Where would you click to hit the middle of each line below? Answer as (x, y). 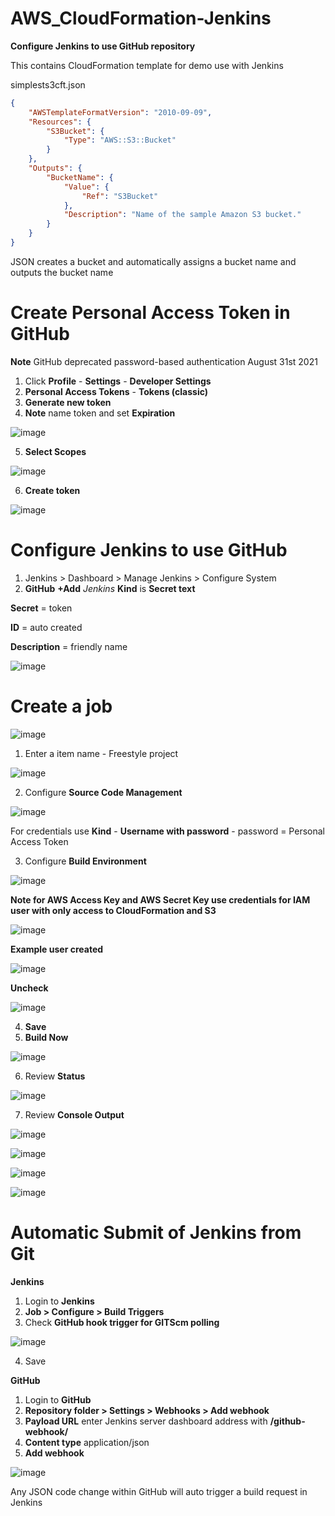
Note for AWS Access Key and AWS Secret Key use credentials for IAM (160, 899)
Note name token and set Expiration (100, 413)
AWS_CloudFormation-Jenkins (141, 18)
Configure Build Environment (85, 861)
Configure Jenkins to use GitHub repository (103, 46)
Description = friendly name (69, 646)
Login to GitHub (58, 1399)
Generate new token (68, 402)
